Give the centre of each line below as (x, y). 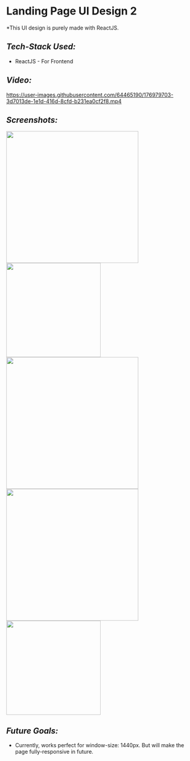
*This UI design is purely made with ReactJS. (63, 28)
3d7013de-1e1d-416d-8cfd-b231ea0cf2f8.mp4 (64, 101)
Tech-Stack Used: (41, 47)
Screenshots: (32, 120)
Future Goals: (32, 731)
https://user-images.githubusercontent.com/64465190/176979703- (90, 95)
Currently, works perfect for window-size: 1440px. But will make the (100, 745)
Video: (19, 80)
